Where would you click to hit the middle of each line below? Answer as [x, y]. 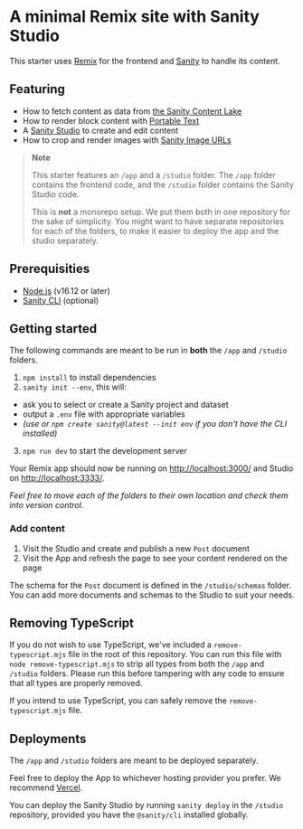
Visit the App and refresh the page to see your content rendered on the [155, 558]
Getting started [53, 329]
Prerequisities [50, 269]
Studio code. [55, 194]
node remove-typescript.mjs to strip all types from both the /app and [137, 664]
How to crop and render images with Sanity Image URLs [127, 140]
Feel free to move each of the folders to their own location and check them [149, 495]
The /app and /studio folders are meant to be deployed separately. [134, 760]
